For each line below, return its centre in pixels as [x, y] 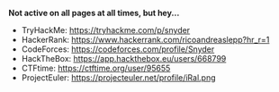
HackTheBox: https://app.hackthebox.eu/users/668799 [124, 59]
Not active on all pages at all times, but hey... [94, 13]
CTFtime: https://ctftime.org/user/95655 [96, 68]
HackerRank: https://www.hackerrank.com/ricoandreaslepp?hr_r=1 [145, 40]
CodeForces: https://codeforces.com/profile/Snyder [118, 49]
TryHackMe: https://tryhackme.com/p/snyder [106, 30]
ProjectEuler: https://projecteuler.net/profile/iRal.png [119, 78]
